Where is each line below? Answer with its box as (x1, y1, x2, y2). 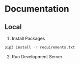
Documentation (4, 3, 70, 15)
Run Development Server (11, 53, 63, 59)
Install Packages (11, 35, 45, 41)
